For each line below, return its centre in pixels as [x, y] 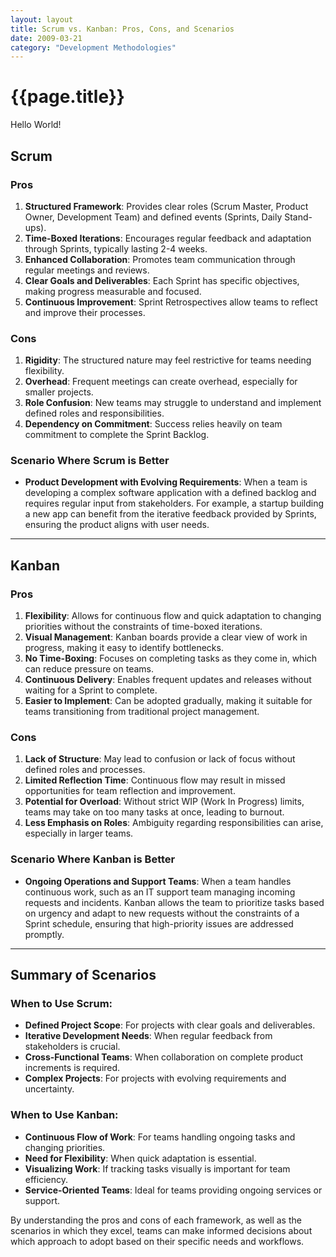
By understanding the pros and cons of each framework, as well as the [156, 1220]
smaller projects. [59, 392]
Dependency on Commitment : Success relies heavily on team [153, 424]
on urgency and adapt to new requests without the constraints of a [162, 913]
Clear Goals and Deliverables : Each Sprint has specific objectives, [162, 280]
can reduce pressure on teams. [89, 669]
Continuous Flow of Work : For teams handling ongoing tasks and [160, 1137]
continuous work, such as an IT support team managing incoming [160, 892]
